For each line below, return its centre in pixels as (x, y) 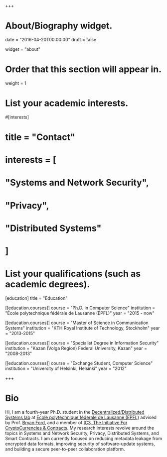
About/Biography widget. (59, 26)
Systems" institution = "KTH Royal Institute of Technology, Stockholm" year (83, 328)
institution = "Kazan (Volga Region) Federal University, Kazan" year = (76, 348)
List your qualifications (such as (73, 274)
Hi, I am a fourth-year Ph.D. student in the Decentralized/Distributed (75, 412)
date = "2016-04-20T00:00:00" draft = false (51, 39)
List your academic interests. (67, 103)
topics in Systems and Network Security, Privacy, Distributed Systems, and (82, 433)
